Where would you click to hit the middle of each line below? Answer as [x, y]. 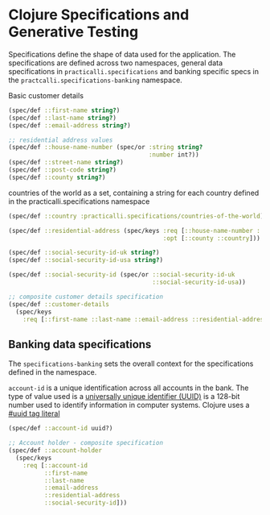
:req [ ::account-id [55, 465]
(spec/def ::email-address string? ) [70, 125]
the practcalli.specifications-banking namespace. [95, 80]
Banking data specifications [80, 344]
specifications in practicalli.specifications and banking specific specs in [134, 71]
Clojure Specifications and [99, 15]
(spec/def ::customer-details [59, 304]
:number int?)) [174, 155]
